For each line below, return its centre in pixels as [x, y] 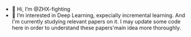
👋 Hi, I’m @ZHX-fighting [41, 9]
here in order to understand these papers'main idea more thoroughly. [96, 28]
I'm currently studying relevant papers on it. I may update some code [96, 21]
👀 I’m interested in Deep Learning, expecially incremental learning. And [98, 15]
